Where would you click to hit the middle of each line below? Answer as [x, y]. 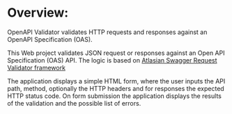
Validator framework [37, 67]
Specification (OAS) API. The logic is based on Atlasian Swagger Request [112, 60]
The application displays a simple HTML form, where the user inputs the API [116, 81]
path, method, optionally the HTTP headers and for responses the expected [116, 88]
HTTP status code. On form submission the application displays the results [114, 96]
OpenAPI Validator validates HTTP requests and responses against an [107, 32]
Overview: [38, 13]
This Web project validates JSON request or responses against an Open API [116, 53]
